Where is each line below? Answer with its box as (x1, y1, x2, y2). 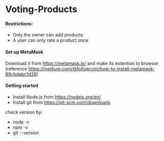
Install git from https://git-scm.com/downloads (12, 99, 111, 105)
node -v (12, 119, 30, 125)
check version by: (5, 109, 43, 115)
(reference (5, 65, 28, 72)
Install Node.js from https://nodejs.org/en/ (12, 94, 101, 100)
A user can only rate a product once (12, 37, 89, 44)
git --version (12, 129, 39, 135)
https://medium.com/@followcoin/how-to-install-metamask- (28, 65, 155, 72)
